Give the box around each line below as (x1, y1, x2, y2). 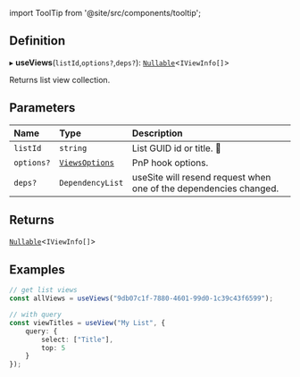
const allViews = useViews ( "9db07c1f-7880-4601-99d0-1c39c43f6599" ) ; (9, 294, 274, 303)
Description (132, 127, 183, 139)
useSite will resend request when (132, 171, 271, 183)
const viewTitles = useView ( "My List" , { (9, 318, 166, 327)
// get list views (9, 286, 78, 295)
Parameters (9, 100, 76, 115)
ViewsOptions (59, 157, 114, 168)
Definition (9, 33, 65, 48)
